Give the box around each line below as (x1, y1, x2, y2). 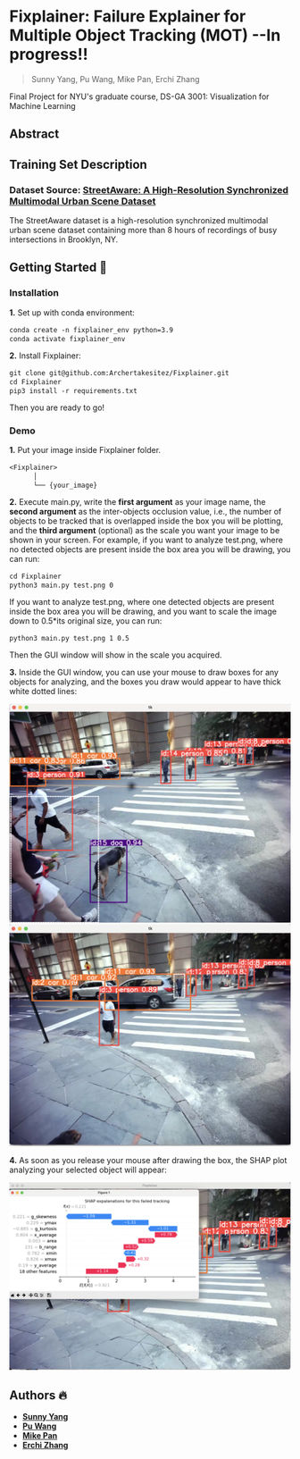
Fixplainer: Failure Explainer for (9, 6, 246, 27)
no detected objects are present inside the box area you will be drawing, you (9, 544, 291, 555)
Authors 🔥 (9, 1388, 68, 1403)
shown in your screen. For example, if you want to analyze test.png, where (9, 534, 284, 545)
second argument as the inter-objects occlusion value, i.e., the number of (9, 507, 282, 516)
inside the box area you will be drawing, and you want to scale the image (9, 606, 277, 616)
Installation (9, 287, 60, 299)
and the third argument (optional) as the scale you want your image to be (9, 525, 280, 535)
